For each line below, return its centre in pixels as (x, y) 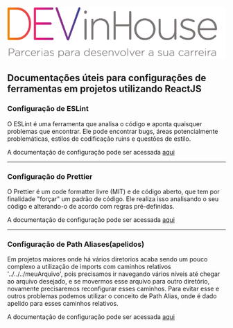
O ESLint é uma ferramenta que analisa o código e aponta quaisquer (105, 123)
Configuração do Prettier (50, 176)
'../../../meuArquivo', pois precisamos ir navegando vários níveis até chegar (114, 274)
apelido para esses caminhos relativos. (63, 304)
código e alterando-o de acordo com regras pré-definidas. (91, 206)
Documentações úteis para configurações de (107, 78)
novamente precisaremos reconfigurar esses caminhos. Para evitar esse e (113, 289)
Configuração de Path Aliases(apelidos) (76, 244)
